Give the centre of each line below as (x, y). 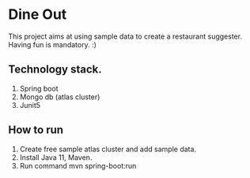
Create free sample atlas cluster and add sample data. (108, 149)
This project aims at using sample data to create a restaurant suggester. (125, 36)
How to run (36, 130)
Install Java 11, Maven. (56, 157)
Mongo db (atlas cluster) (60, 97)
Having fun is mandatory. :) (53, 44)
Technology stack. (55, 70)
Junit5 (30, 105)
